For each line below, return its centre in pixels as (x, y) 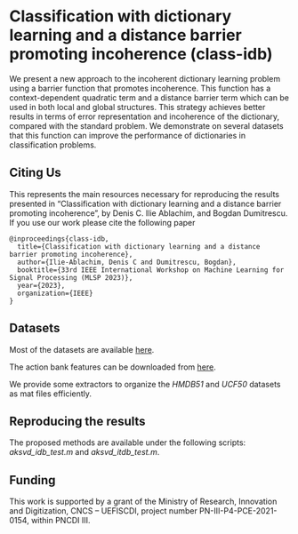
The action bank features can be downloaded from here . (113, 367)
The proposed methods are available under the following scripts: (128, 442)
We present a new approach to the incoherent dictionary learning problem (145, 78)
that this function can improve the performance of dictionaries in (128, 135)
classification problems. (53, 145)
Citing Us (36, 173)
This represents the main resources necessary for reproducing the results (145, 194)
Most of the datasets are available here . (82, 349)
